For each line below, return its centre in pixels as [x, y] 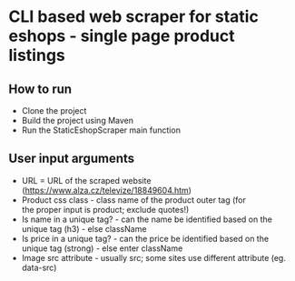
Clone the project [54, 110]
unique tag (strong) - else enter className [102, 248]
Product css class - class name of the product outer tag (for [133, 200]
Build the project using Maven [77, 120]
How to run [40, 89]
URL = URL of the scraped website [86, 180]
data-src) [39, 267]
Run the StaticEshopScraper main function [101, 130]
